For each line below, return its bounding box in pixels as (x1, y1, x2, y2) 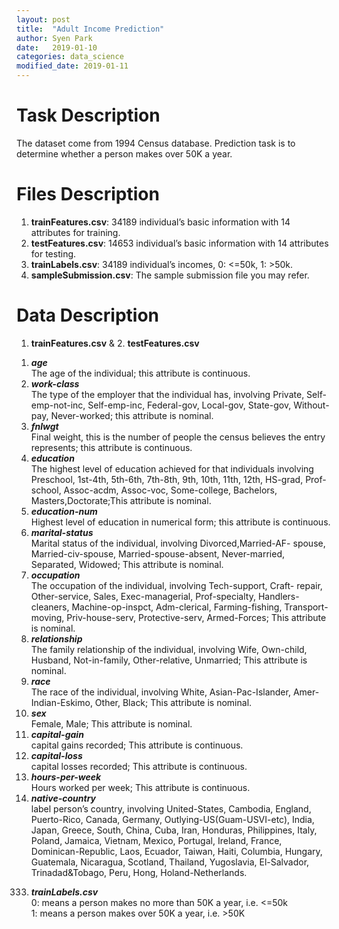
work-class (30, 377, 80, 390)
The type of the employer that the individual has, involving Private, (30, 388, 305, 400)
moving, (30, 611, 65, 623)
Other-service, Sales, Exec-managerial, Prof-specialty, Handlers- (30, 590, 300, 602)
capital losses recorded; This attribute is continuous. (30, 760, 248, 772)
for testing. (30, 247, 77, 260)
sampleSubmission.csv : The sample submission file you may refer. (30, 269, 310, 281)
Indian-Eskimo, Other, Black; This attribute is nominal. (30, 696, 253, 708)
